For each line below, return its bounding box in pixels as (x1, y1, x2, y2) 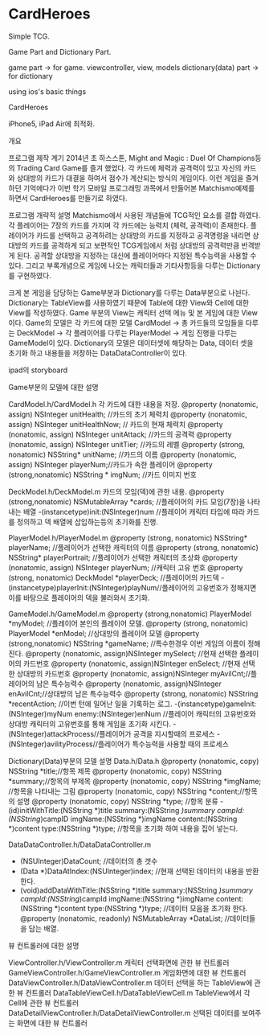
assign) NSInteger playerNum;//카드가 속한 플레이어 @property (8, 459, 213, 469)
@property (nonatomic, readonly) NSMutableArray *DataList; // (19, 914, 230, 923)
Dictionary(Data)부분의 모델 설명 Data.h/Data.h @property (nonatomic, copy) (8, 756, 259, 766)
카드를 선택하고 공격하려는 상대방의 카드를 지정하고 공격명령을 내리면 (35, 230, 251, 240)
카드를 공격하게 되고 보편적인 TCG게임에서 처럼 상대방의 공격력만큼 (29, 240, 240, 250)
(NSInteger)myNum (8, 708, 73, 718)
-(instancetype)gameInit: (173, 699, 257, 708)
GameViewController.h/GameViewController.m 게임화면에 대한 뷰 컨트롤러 (8, 967, 247, 977)
